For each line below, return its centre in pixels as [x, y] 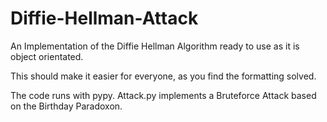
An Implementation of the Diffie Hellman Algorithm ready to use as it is [155, 46]
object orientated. [47, 56]
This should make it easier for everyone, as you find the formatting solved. [163, 76]
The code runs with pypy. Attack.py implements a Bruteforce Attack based [163, 95]
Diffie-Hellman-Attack [104, 18]
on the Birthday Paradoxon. [66, 106]
